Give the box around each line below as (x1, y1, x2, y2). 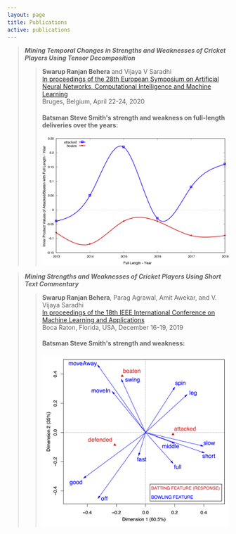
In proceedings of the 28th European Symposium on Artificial (41, 75, 219, 84)
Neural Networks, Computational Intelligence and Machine (41, 82, 211, 91)
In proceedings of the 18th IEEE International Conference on (41, 308, 216, 317)
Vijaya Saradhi (41, 300, 84, 309)
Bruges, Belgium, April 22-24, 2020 (41, 97, 145, 106)
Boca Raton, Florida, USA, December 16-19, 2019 (41, 323, 184, 331)
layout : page (7, 11, 46, 18)
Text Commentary (24, 279, 79, 288)
